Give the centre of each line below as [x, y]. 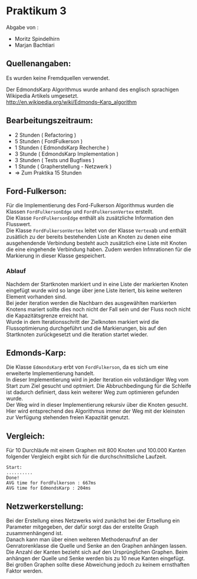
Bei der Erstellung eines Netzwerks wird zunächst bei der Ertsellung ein [93, 521]
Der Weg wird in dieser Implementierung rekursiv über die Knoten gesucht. [97, 405]
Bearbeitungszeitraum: [50, 120]
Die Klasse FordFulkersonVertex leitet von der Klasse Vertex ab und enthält [96, 231]
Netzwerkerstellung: [45, 506]
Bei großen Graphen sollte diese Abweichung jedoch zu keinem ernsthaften [98, 565]
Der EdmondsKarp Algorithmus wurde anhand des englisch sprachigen [92, 89]
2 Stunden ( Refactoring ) [45, 135]
